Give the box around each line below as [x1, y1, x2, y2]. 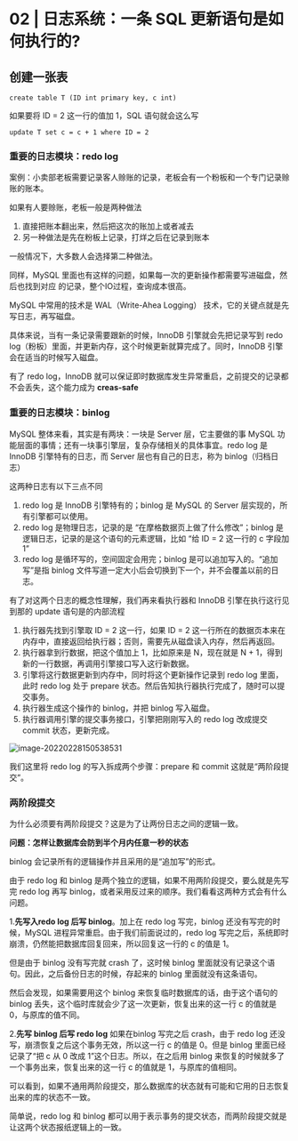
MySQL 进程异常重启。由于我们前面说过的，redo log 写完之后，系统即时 [24, 927, 289, 937]
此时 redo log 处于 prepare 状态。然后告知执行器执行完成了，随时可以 [21, 680, 278, 691]
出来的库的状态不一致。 [9, 1091, 95, 1102]
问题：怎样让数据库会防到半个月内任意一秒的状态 [9, 837, 189, 848]
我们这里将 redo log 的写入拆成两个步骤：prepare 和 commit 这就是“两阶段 [9, 760, 282, 771]
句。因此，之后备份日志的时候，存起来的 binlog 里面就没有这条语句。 [9, 968, 262, 979]
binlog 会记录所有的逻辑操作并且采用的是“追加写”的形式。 [9, 856, 221, 866]
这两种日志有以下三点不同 [9, 480, 103, 491]
